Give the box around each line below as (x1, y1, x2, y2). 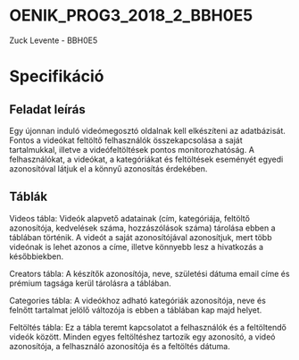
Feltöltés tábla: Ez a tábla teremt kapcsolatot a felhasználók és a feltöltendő (9, 322, 287, 332)
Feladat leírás (9, 102, 87, 117)
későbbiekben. (9, 251, 64, 262)
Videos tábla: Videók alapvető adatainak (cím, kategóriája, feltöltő (9, 213, 250, 223)
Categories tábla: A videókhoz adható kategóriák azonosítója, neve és (9, 295, 266, 306)
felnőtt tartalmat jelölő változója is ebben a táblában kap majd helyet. (9, 305, 262, 315)
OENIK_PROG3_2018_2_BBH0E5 (9, 5, 253, 26)
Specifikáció (9, 66, 104, 87)
